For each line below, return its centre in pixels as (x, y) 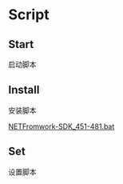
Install (24, 90)
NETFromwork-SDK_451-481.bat (61, 126)
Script (29, 15)
